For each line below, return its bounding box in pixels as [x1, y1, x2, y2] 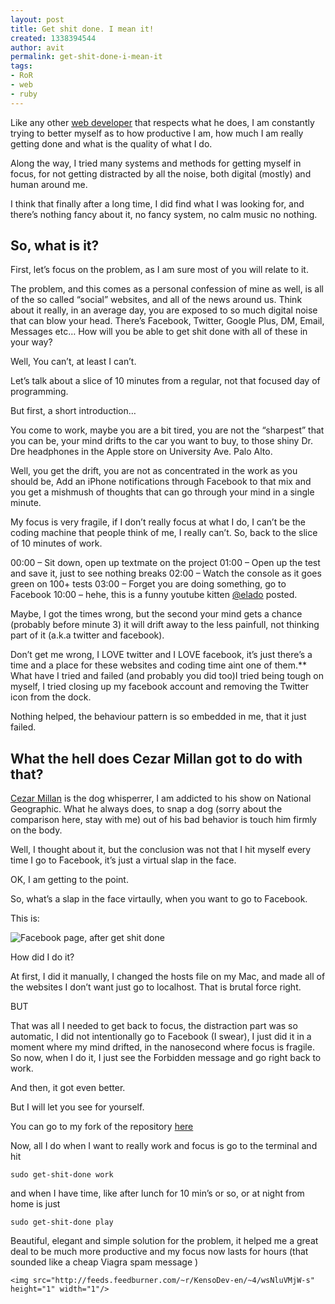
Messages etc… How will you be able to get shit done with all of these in [10, 326, 308, 338]
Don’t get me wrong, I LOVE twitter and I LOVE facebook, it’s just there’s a [10, 649, 313, 661]
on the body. [10, 824, 63, 836]
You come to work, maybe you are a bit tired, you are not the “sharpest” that [10, 424, 325, 436]
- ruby [10, 89, 38, 99]
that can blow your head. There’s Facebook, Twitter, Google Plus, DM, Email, [10, 315, 325, 327]
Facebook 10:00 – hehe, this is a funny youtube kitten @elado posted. [10, 589, 298, 601]
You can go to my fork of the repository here [10, 1121, 194, 1133]
